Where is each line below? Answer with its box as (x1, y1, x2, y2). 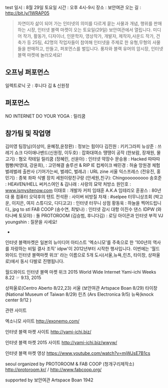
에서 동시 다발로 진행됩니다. (11, 258, 65, 265)
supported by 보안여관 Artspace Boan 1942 (5, 377, 94, 383)
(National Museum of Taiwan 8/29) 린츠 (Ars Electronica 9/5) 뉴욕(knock (5, 291, 154, 297)
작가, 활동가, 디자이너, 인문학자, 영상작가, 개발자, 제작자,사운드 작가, (23, 33, 155, 39)
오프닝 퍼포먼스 (5, 68, 50, 77)
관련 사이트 (5, 307, 27, 313)
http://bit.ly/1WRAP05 (5, 10, 50, 16)
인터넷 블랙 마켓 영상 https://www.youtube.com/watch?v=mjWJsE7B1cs (5, 350, 150, 356)
